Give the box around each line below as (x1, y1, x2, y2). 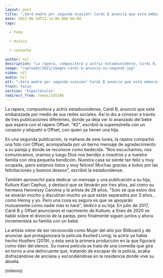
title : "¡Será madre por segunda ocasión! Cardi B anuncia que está (5, 12, 147, 17)
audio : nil (5, 75, 27, 80)
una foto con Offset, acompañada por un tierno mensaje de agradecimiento (5, 141, 156, 147)
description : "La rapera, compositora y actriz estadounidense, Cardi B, (5, 61, 158, 66)
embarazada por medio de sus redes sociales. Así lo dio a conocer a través (5, 111, 155, 117)
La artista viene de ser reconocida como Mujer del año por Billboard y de (5, 227, 151, 233)
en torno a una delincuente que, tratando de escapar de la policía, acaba (5, 248, 150, 254)
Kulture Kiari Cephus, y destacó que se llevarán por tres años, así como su (5, 182, 154, 188)
